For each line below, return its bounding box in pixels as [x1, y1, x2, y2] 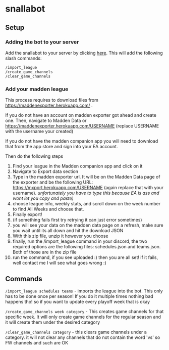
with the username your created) [5, 128, 74, 135]
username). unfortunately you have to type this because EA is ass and [12, 190, 159, 196]
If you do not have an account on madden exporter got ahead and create [5, 112, 156, 118]
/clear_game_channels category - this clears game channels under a [5, 329, 147, 335]
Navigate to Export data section [12, 168, 79, 174]
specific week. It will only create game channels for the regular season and [5, 314, 161, 320]
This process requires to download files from [5, 97, 98, 103]
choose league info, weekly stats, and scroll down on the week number [12, 201, 160, 207]
